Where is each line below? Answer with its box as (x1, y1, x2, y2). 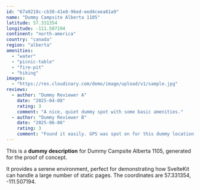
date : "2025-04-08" (17, 97, 66, 103)
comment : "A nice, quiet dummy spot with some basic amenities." (17, 109, 184, 115)
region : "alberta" (6, 42, 52, 48)
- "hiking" (11, 70, 39, 76)
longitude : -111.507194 (6, 25, 66, 32)
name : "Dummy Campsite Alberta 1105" (6, 14, 101, 20)
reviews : (6, 87, 28, 93)
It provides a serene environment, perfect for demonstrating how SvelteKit (6, 165, 190, 172)
